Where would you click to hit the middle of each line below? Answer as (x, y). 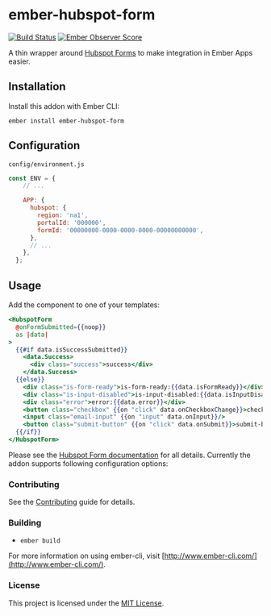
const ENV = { (32, 178)
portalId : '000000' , (72, 223)
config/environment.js (46, 164)
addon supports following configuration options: (88, 463)
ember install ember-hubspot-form (67, 121)
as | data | (32, 335)
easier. (19, 61)
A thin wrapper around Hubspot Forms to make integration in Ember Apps (131, 52)
